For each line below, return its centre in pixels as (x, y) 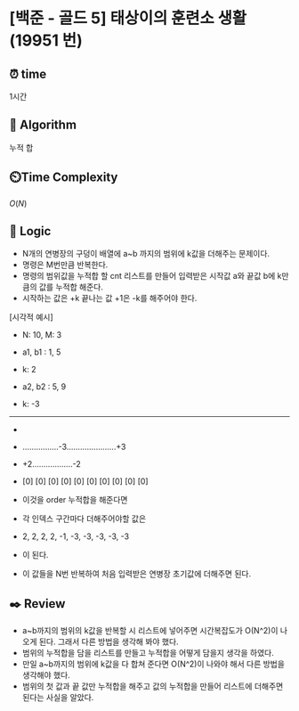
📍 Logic (30, 231)
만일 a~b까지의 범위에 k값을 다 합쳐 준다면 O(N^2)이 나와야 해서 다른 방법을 (153, 664)
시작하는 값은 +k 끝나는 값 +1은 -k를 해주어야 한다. (109, 298)
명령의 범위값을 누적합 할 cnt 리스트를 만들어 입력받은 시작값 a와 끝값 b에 (149, 276)
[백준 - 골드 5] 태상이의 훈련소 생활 (128, 18)
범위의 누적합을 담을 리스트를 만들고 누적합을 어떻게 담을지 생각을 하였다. (148, 653)
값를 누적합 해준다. (71, 287)
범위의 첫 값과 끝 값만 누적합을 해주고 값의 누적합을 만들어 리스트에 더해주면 (153, 686)
